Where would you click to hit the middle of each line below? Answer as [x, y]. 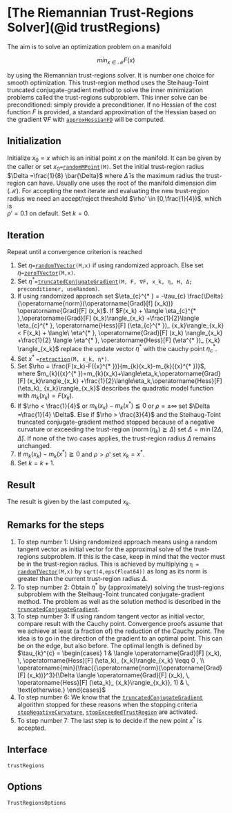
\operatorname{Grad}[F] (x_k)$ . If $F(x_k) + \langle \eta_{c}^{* [107, 310]
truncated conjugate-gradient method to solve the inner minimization [105, 90]
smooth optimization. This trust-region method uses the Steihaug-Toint [108, 82]
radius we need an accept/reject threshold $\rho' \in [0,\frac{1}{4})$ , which [115, 199]
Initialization [35, 141]
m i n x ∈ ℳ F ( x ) [116, 61]
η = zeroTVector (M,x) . [46, 272]
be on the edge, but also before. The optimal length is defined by [109, 646]
